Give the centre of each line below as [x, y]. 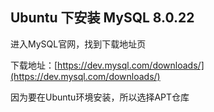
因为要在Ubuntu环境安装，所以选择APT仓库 [100, 97]
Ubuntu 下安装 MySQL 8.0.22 [102, 18]
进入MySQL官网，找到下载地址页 [78, 44]
